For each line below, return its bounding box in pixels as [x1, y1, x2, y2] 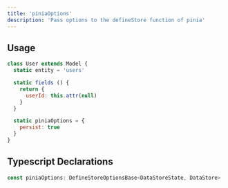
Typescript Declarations [7, 156, 113, 168]
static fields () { [13, 79, 70, 86]
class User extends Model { [7, 60, 88, 68]
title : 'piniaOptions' [7, 10, 73, 17]
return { [19, 86, 45, 93]
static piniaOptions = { [13, 117, 85, 124]
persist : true [19, 124, 60, 131]
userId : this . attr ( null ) [25, 92, 97, 99]
